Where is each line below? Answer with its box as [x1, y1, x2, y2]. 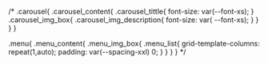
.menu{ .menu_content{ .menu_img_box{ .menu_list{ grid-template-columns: [8, 39, 260, 48]
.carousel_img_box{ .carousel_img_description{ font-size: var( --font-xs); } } [8, 15, 259, 24]
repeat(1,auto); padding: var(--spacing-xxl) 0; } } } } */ [8, 47, 186, 56]
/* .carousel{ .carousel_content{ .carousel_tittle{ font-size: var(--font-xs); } [8, 7, 254, 16]
